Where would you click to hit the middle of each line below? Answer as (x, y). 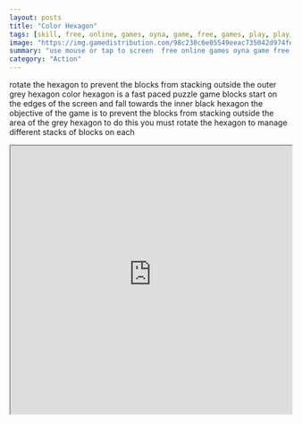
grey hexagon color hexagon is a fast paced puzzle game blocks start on (143, 94)
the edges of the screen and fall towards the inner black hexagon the (136, 103)
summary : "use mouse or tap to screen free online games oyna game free (150, 51)
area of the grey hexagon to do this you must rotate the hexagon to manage (148, 123)
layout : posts (36, 17)
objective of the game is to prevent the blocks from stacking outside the (142, 113)
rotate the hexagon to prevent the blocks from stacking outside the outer (143, 85)
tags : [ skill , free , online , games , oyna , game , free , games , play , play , (151, 34)
